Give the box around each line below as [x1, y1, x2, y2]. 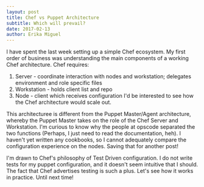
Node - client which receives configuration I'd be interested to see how [15, 92, 194, 100]
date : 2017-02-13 [6, 25, 51, 32]
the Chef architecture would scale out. [15, 98, 111, 106]
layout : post [6, 8, 40, 15]
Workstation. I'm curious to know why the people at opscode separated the [6, 123, 195, 131]
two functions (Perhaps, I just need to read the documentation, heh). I [6, 130, 181, 137]
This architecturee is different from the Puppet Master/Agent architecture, [6, 110, 191, 118]
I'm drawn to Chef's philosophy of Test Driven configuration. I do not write [6, 154, 193, 161]
